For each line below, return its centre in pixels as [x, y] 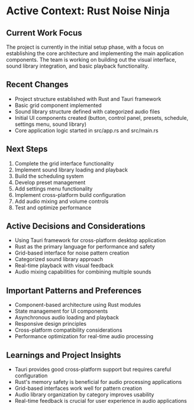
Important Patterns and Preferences [74, 290]
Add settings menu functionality [54, 189]
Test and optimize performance [53, 207]
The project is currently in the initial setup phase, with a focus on [85, 47]
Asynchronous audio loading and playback [67, 317]
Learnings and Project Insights [64, 355]
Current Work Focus [44, 33]
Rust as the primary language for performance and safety [85, 247]
